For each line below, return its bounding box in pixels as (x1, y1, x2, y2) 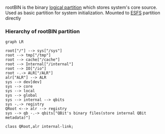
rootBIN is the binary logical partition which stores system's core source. (5, 5, 157, 10)
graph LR (5, 39, 24, 45)
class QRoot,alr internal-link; (5, 124, 74, 129)
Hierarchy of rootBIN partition (5, 28, 80, 35)
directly (5, 15, 21, 21)
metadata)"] (5, 115, 30, 120)
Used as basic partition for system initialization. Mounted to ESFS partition (5, 10, 160, 16)
